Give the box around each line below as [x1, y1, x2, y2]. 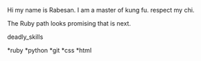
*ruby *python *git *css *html [7, 46, 92, 54]
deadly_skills [7, 33, 44, 41]
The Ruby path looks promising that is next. [7, 19, 132, 27]
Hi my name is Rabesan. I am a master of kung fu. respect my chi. [7, 6, 195, 14]
